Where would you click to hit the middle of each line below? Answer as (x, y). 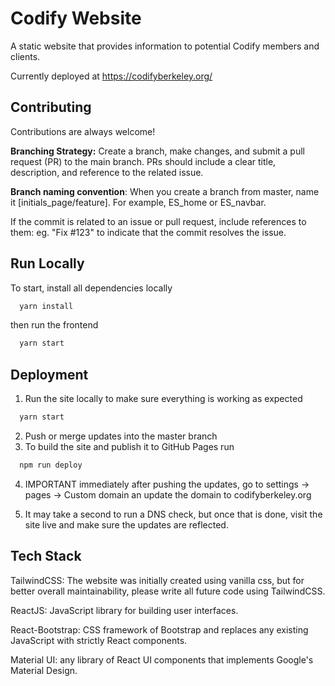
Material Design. (44, 670)
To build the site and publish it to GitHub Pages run (129, 446)
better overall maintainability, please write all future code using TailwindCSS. (168, 591)
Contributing (51, 107)
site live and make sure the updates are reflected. (126, 524)
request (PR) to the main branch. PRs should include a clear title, (143, 161)
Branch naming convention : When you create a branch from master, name (165, 191)
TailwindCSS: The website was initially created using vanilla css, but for (157, 580)
